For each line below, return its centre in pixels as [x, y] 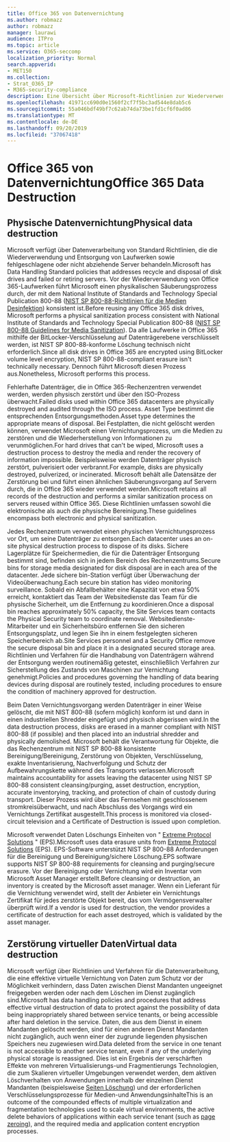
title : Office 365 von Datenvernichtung [66, 13]
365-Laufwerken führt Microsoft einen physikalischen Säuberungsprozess [112, 287]
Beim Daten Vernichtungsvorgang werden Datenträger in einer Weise [104, 705]
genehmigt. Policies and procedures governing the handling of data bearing [113, 677]
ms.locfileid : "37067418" [44, 134]
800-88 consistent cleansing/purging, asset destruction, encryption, [104, 785]
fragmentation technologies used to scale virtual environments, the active [111, 1109]
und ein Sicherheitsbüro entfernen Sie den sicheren [112, 626]
